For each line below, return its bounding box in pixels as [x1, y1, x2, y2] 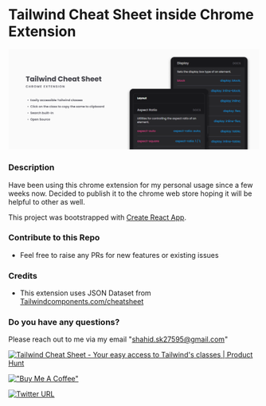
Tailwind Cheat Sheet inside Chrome [8, 6, 254, 24]
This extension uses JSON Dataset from [19, 288, 151, 298]
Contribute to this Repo [8, 232, 100, 244]
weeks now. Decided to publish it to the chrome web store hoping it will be [8, 189, 252, 198]
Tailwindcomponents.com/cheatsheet [19, 297, 144, 306]
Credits [8, 270, 37, 281]
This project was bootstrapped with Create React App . [8, 213, 187, 222]
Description [8, 162, 55, 173]
